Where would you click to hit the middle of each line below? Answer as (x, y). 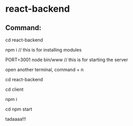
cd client (15, 89)
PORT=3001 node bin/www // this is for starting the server (67, 60)
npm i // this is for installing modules (43, 50)
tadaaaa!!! (16, 119)
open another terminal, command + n (45, 70)
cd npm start (19, 109)
